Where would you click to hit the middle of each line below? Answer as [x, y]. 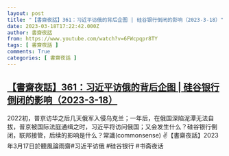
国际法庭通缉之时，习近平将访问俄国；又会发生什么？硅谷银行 [124, 127]
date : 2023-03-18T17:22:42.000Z [53, 26]
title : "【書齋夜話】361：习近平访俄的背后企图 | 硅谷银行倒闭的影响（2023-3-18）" [116, 20]
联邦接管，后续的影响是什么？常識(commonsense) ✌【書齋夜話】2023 [119, 135]
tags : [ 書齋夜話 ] [33, 45]
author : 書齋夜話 [30, 32]
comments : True [29, 52]
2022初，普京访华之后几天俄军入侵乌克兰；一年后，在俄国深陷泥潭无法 [108, 118]
